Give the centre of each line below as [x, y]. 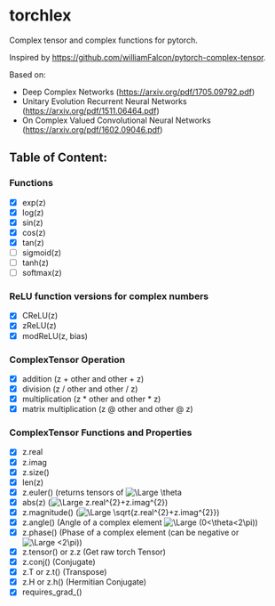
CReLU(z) [40, 316]
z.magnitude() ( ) [121, 512]
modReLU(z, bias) [55, 335]
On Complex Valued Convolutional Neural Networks [116, 120]
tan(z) [33, 242]
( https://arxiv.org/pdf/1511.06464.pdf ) [90, 110]
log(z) [33, 212]
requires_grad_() [52, 592]
